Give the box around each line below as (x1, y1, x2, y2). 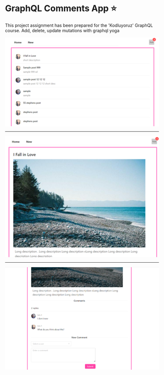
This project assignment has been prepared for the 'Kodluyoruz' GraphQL (5, 22, 153, 28)
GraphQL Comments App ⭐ (5, 3, 117, 14)
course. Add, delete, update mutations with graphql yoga (5, 27, 120, 33)
